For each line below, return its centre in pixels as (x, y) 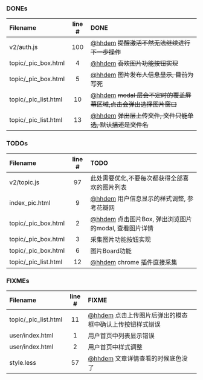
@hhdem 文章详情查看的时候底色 (135, 358)
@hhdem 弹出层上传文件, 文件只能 (139, 116)
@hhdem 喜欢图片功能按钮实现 (134, 64)
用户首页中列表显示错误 (121, 336)
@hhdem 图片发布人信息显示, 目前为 (142, 75)
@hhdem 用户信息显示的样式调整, (138, 198)
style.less (23, 362)
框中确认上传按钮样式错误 (124, 324)
